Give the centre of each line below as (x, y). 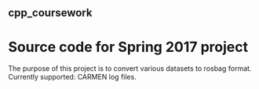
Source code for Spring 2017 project (128, 47)
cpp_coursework (50, 13)
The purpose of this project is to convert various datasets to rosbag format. (130, 69)
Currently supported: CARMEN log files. (73, 77)
